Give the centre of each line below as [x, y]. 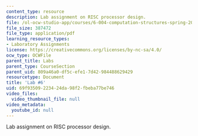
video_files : [22, 94]
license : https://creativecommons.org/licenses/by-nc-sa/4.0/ [84, 50]
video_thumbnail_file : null [46, 99]
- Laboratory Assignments [38, 45]
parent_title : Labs [30, 61]
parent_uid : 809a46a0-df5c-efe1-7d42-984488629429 [70, 72]
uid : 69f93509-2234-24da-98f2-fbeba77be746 [60, 88]
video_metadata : [26, 105]
